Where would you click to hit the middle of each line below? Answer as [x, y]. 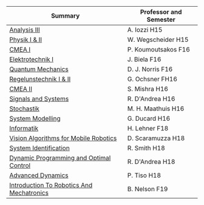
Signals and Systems [39, 99]
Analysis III [25, 30]
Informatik [24, 128]
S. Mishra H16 [148, 89]
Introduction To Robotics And [51, 185]
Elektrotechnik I [31, 59]
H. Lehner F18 [148, 128]
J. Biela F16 [144, 59]
